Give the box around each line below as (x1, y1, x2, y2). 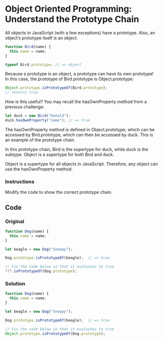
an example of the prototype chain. (5, 137, 75, 143)
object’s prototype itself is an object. (5, 35, 78, 41)
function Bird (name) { (5, 44, 51, 49)
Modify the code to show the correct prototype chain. (5, 189, 113, 195)
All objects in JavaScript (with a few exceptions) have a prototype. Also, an (5, 30, 155, 35)
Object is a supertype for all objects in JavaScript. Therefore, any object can (5, 161, 158, 167)
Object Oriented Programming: (5, 3, 132, 15)
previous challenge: (5, 104, 45, 110)
